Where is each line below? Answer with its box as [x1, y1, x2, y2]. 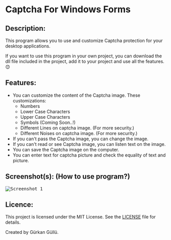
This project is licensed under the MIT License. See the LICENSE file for [5, 214, 156, 220]
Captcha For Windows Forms [5, 4, 131, 15]
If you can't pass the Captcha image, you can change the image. [12, 136, 149, 142]
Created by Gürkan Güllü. [5, 229, 59, 235]
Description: [5, 24, 46, 33]
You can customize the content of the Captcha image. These [12, 92, 140, 98]
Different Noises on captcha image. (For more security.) [20, 130, 138, 136]
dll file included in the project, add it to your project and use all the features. [5, 58, 165, 64]
